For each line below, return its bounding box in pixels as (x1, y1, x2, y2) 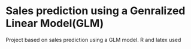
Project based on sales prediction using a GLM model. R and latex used (5, 36, 181, 43)
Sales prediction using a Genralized (5, 4, 186, 18)
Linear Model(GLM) (5, 17, 104, 30)
